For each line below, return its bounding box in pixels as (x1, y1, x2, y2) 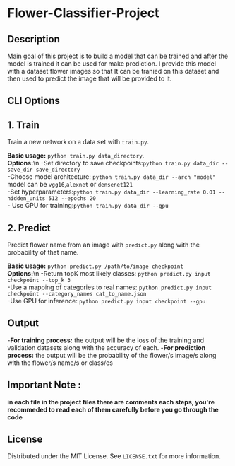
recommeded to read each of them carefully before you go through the (7, 405, 219, 414)
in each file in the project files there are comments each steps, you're (7, 397, 215, 406)
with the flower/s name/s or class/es (7, 359, 114, 367)
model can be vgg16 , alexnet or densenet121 (7, 180, 133, 189)
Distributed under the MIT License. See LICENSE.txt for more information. (7, 452, 221, 460)
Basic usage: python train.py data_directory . (7, 151, 145, 160)
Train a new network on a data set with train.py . (7, 138, 150, 146)
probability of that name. (7, 248, 79, 257)
